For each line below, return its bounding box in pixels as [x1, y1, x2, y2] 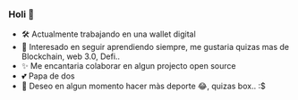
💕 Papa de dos [21, 71, 75, 81]
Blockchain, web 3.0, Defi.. [21, 51, 121, 62]
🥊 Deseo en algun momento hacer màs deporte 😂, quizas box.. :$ [21, 80, 266, 92]
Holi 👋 [8, 8, 35, 21]
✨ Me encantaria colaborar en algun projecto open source [21, 61, 236, 71]
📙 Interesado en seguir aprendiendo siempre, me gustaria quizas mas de [21, 42, 290, 53]
